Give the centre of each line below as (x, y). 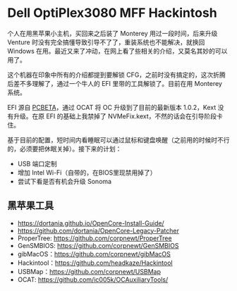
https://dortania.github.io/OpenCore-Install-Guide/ (91, 223)
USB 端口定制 (37, 163)
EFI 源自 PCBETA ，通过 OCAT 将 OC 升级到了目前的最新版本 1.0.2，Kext (112, 107)
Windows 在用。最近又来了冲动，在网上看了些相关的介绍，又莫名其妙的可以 (117, 51)
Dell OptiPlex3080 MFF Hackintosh (112, 13)
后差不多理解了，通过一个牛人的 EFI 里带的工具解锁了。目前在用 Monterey (115, 83)
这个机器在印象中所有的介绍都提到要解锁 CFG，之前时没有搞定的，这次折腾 (116, 75)
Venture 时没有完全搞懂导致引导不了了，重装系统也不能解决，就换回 (106, 42)
